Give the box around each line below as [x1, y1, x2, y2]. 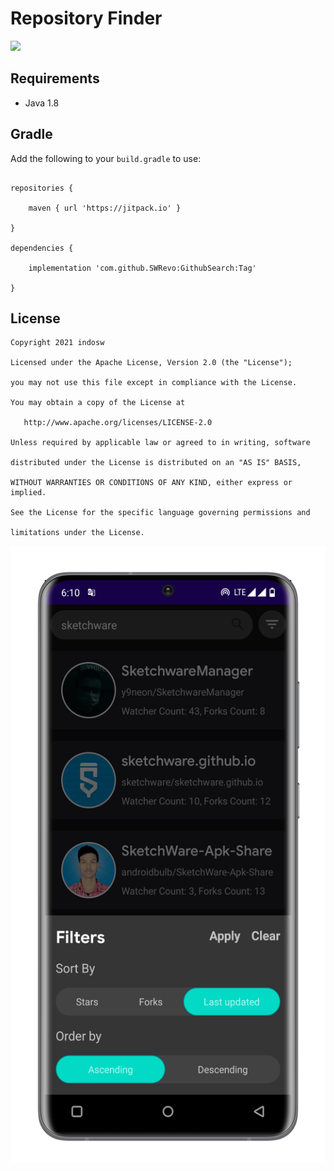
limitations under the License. [10, 528, 145, 538]
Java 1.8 [24, 97, 60, 109]
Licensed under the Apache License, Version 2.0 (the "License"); [10, 358, 293, 368]
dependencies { [10, 243, 74, 253]
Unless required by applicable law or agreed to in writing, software [10, 438, 311, 448]
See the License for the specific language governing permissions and [10, 508, 311, 518]
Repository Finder [10, 7, 163, 30]
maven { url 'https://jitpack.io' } [28, 203, 182, 213]
